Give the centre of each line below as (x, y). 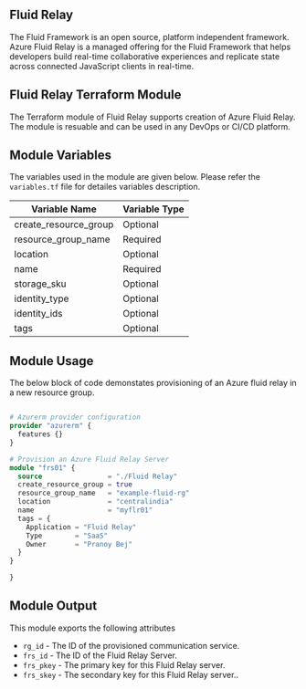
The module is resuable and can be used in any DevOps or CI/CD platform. (150, 126)
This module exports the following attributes (93, 628)
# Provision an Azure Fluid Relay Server (90, 459)
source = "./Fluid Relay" (98, 476)
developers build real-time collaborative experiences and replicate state (145, 56)
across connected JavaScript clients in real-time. (102, 66)
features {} (41, 434)
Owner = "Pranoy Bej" (79, 544)
